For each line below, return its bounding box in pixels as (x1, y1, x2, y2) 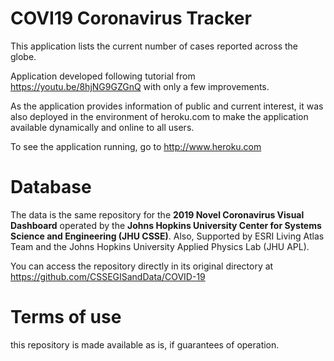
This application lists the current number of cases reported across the (10, 40, 298, 52)
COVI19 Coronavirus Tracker (10, 7, 252, 30)
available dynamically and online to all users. (10, 121, 195, 133)
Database (10, 176, 92, 199)
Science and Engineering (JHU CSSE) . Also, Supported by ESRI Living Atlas (10, 230, 325, 242)
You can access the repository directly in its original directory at (10, 260, 274, 272)
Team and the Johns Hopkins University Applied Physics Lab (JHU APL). (10, 240, 310, 252)
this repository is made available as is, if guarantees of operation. (10, 338, 280, 351)
